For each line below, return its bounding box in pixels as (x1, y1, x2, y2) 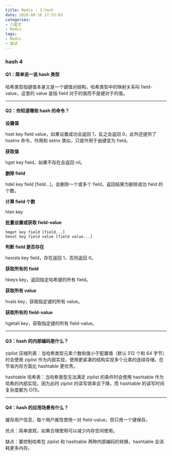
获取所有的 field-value (5, 309, 53, 316)
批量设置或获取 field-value (5, 220, 62, 226)
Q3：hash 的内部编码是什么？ (5, 338, 69, 344)
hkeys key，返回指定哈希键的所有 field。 (5, 277, 91, 283)
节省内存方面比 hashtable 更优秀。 (5, 363, 78, 369)
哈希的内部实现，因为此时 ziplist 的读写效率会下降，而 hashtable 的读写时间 (5, 380, 165, 387)
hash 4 (5, 58, 23, 65)
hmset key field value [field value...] (5, 234, 93, 240)
